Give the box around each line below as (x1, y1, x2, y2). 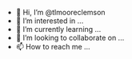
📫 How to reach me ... (15, 42, 90, 51)
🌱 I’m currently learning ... (15, 25, 102, 33)
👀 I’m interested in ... (15, 16, 84, 26)
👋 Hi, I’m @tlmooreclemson (15, 8, 106, 17)
